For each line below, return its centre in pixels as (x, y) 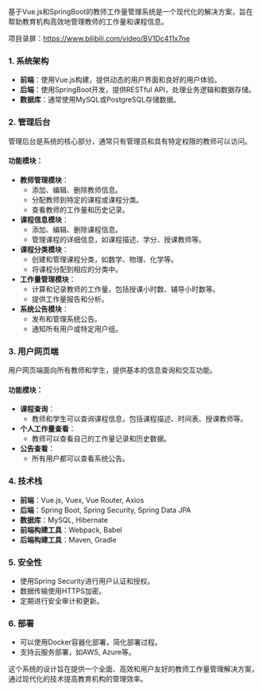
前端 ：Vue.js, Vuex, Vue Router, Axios (82, 500)
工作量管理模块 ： (48, 279)
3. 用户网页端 (33, 351)
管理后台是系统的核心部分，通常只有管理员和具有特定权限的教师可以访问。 (130, 141)
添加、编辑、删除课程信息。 (77, 230)
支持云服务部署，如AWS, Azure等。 (78, 652)
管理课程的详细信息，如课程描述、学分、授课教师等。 (119, 239)
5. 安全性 (25, 562)
